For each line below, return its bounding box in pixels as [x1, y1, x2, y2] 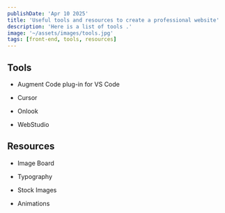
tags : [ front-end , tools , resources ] [7, 36, 117, 43]
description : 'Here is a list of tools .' [7, 23, 132, 30]
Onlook [17, 107, 38, 115]
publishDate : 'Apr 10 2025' [7, 10, 89, 17]
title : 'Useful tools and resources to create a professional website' [7, 17, 219, 24]
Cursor [17, 93, 38, 101]
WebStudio [17, 120, 49, 128]
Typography [17, 172, 53, 180]
